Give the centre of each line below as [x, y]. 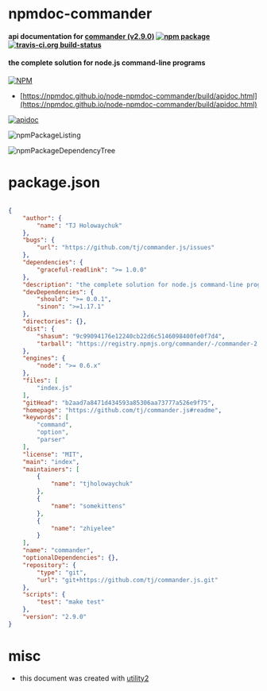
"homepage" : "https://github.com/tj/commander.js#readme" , [122, 410]
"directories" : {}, [55, 322]
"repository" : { [50, 565]
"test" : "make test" [71, 602]
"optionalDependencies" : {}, [71, 558]
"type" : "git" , [62, 573]
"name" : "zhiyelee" [83, 528]
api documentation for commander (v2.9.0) [81, 36]
